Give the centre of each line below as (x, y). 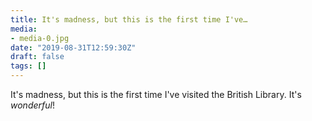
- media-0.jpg (40, 38)
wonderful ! (32, 105)
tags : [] (28, 66)
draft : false (37, 57)
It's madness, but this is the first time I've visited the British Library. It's (156, 94)
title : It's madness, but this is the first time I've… (129, 19)
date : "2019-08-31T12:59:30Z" (73, 47)
